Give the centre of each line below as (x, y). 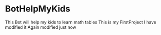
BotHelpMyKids (38, 9)
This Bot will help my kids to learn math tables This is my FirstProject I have (81, 22)
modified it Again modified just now (41, 27)
